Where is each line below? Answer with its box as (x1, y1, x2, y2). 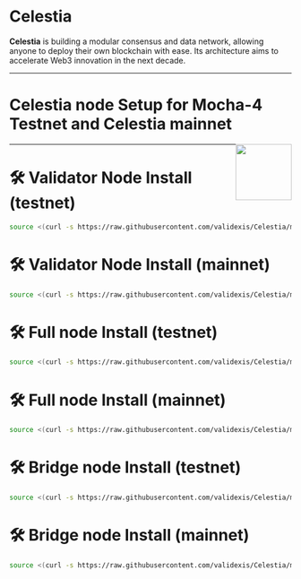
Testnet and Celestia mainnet (9, 114, 233, 134)
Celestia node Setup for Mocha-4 (9, 95, 262, 116)
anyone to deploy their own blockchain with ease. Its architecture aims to (9, 45, 279, 56)
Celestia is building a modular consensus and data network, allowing (9, 36, 264, 47)
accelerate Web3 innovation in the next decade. (9, 55, 186, 65)
